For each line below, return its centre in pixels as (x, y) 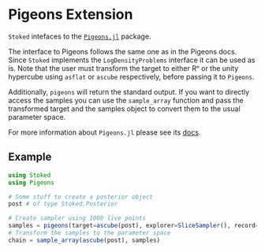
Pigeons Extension (71, 15)
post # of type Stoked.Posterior (63, 204)
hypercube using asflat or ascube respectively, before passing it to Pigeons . (131, 76)
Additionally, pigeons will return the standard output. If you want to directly (129, 91)
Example (30, 157)
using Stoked (30, 175)
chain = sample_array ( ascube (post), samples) (84, 240)
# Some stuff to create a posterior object (81, 197)
